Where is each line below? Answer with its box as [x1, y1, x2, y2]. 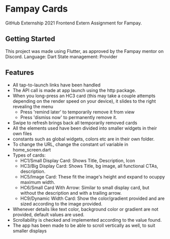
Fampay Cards [5, 3, 68, 15]
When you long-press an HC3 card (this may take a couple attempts [12, 93, 156, 99]
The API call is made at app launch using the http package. [12, 87, 136, 93]
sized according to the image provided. [20, 200, 103, 206]
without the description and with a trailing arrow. [20, 190, 122, 196]
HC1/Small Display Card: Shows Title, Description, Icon [20, 157, 135, 163]
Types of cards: [12, 152, 46, 158]
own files [12, 130, 32, 136]
